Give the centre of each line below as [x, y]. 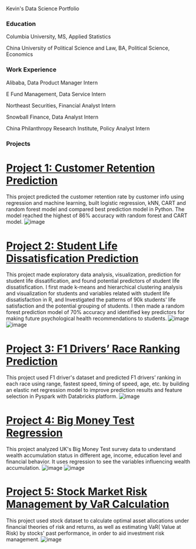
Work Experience [31, 70]
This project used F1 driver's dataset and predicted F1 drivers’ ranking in [94, 378]
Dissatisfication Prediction [72, 258]
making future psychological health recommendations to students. [87, 319]
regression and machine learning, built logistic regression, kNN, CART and [96, 203]
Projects [18, 143]
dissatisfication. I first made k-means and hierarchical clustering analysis [94, 287]
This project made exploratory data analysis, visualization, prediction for [94, 274]
